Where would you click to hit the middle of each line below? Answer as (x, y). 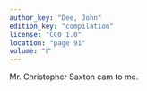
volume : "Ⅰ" (30, 51)
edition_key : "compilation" (62, 26)
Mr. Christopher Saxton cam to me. (74, 77)
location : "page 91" (48, 43)
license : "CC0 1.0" (46, 34)
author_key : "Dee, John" (56, 18)
